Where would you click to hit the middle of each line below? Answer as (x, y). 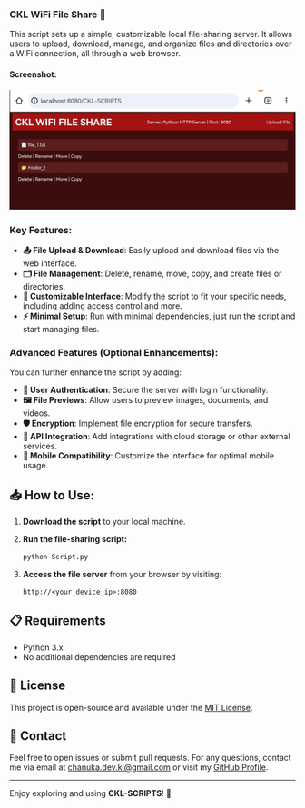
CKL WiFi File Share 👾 (58, 15)
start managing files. (61, 329)
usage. (35, 466)
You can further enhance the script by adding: (95, 372)
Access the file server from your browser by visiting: (122, 574)
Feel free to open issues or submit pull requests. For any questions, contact (151, 758)
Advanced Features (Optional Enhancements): (114, 352)
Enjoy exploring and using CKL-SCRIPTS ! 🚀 (91, 793)
